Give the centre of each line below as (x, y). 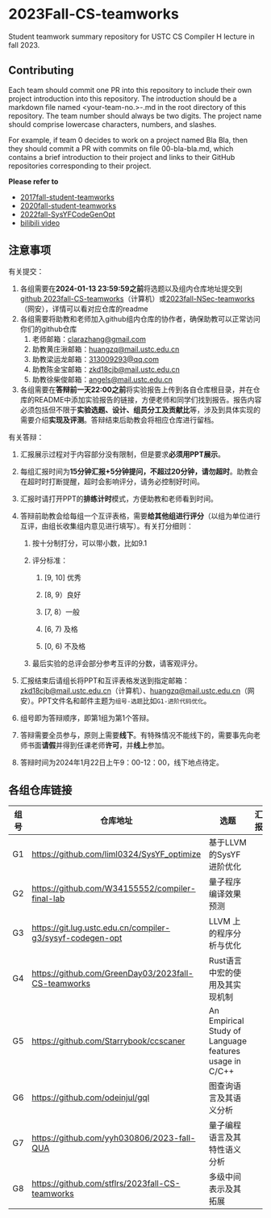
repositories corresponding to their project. (80, 166)
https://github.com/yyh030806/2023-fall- (114, 1138)
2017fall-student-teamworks (67, 197)
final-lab (48, 899)
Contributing (41, 71)
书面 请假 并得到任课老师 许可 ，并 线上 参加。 (98, 745)
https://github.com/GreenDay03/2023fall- (113, 973)
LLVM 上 (225, 921)
